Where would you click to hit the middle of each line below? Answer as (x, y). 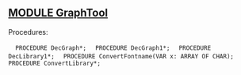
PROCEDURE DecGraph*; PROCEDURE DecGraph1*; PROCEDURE (113, 48)
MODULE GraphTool (58, 13)
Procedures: (29, 32)
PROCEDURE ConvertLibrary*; (55, 63)
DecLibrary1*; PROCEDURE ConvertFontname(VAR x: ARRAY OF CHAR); (121, 56)
